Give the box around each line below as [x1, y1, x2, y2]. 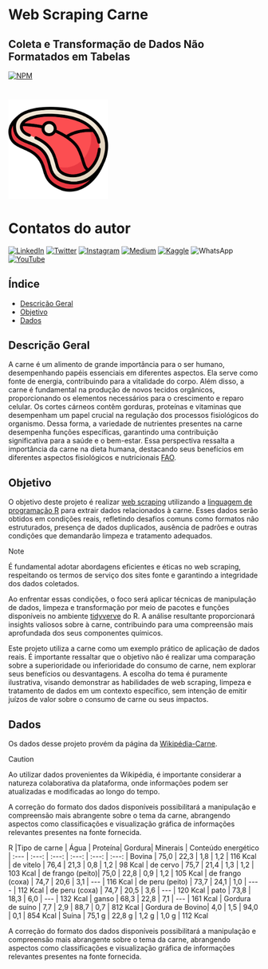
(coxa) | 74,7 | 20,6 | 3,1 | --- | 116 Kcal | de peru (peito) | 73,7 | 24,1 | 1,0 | [8, 876, 247, 886]
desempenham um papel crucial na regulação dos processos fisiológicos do [8, 411, 259, 420]
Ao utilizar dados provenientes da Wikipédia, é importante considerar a [8, 770, 242, 779]
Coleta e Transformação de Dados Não [8, 37, 205, 51]
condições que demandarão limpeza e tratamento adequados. [8, 531, 213, 541]
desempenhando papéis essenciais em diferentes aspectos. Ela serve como [8, 368, 258, 378]
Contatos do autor [8, 219, 132, 237]
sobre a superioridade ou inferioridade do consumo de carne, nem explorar [8, 660, 257, 671]
